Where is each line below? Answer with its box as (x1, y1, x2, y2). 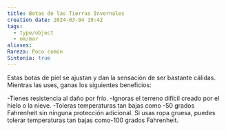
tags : (7, 23, 23, 29)
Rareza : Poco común (7, 49, 63, 56)
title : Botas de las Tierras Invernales (7, 10, 125, 17)
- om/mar (13, 36, 39, 43)
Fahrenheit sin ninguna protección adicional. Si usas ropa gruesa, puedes (7, 108, 216, 117)
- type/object (13, 29, 54, 36)
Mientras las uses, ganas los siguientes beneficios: (7, 80, 152, 89)
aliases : (7, 42, 32, 49)
